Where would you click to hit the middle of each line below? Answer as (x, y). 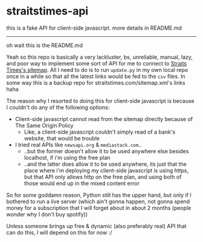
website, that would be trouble (62, 138)
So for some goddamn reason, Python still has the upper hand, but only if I (99, 195)
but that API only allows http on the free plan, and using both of (103, 177)
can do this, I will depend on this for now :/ (59, 232)
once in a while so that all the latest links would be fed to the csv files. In (96, 76)
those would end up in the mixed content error (82, 183)
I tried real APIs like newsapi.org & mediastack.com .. (78, 145)
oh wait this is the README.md (45, 45)
